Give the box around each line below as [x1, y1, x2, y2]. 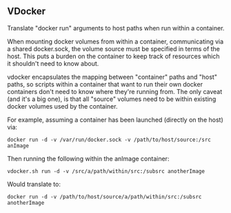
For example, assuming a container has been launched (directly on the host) [7, 115, 223, 124]
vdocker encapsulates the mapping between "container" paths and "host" [7, 73, 217, 81]
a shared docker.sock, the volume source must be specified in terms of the [7, 44, 221, 53]
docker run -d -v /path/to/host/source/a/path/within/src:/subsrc [7, 193, 202, 200]
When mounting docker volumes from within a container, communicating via [7, 37, 224, 46]
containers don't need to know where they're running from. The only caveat [7, 87, 223, 95]
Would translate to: [7, 180, 61, 188]
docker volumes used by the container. [7, 102, 118, 110]
